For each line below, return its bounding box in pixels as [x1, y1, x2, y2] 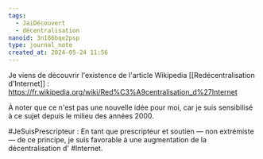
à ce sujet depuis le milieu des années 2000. [8, 111, 155, 120]
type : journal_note [8, 41, 73, 49]
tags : [8, 11, 26, 20]
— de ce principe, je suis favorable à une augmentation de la [8, 135, 207, 144]
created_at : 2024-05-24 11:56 [8, 48, 109, 56]
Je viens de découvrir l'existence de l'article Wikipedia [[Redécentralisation [8, 71, 256, 79]
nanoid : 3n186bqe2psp [8, 33, 80, 42]
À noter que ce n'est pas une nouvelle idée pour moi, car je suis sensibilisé [8, 103, 253, 112]
